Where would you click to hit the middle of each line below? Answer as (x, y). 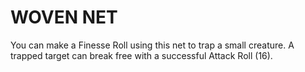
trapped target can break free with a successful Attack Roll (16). (141, 55)
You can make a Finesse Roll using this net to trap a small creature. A (152, 45)
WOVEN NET (64, 17)
